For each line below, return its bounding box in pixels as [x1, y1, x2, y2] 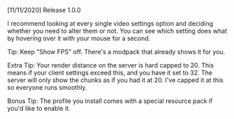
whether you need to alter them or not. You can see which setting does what [7, 27, 228, 35]
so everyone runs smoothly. [7, 84, 87, 91]
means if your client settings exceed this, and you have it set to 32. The [7, 69, 213, 77]
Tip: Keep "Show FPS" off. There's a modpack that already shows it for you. [7, 48, 226, 56]
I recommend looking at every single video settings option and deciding [7, 19, 213, 27]
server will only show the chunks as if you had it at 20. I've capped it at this [7, 76, 224, 84]
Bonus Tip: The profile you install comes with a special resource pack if [7, 97, 213, 105]
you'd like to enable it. [7, 104, 71, 112]
